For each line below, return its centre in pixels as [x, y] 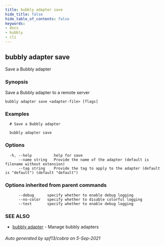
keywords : [15, 23]
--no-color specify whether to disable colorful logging [80, 199]
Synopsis [17, 82]
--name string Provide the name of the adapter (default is [83, 160]
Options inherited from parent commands [56, 185]
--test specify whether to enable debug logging [76, 204]
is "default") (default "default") [42, 173]
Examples [17, 114]
